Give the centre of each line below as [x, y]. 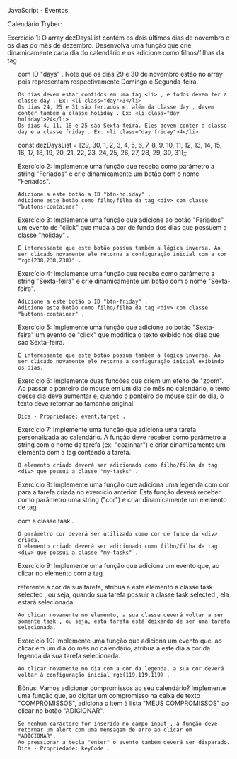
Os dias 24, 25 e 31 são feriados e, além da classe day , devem [116, 107]
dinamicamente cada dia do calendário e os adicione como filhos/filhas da [116, 53]
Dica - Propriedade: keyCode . [64, 748]
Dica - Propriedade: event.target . [71, 416]
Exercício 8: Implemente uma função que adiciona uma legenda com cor [123, 484]
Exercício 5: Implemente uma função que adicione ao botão [104, 327]
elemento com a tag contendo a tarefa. [74, 452]
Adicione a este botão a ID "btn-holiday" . [84, 194]
